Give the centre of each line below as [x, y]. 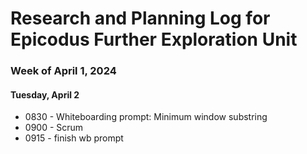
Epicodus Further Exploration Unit [154, 39]
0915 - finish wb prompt [74, 138]
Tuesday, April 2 [45, 94]
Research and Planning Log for [140, 18]
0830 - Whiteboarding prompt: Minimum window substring [146, 117]
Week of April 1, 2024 [63, 71]
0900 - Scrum [54, 128]
